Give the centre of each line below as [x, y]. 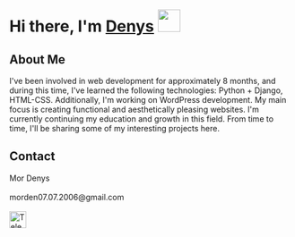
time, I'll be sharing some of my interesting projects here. [114, 128]
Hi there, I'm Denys [82, 26]
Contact [32, 157]
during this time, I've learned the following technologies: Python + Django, [146, 90]
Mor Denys [30, 178]
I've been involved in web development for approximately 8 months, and [143, 81]
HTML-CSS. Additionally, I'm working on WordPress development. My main [148, 100]
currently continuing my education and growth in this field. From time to [142, 119]
